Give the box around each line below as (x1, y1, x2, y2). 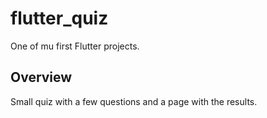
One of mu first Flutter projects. (10, 40, 140, 52)
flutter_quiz (10, 7, 109, 30)
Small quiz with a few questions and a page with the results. (10, 95, 258, 107)
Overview (10, 69, 73, 86)
